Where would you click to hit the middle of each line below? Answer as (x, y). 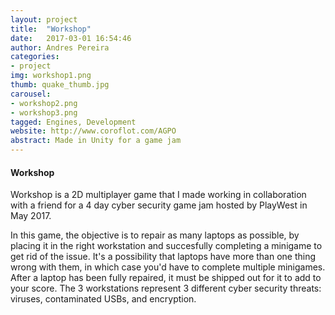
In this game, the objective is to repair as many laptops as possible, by (155, 235)
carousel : (31, 94)
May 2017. (31, 216)
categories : (35, 57)
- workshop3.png (44, 112)
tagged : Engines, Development (73, 122)
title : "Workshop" (51, 29)
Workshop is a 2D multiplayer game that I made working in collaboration (158, 195)
